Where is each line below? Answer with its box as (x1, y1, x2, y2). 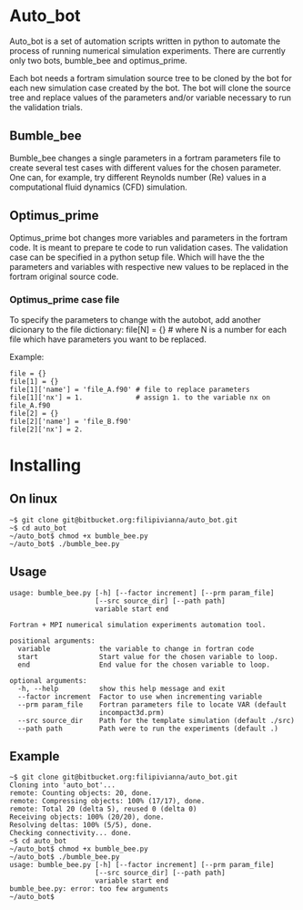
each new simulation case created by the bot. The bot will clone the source (9, 82, 291, 93)
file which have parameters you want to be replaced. (9, 334, 207, 345)
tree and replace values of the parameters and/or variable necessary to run (9, 92, 292, 103)
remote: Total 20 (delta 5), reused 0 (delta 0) (9, 804, 197, 814)
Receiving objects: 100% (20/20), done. (9, 812, 166, 822)
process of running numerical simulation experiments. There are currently (9, 45, 287, 56)
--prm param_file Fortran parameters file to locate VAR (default (17, 699, 287, 709)
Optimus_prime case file (9, 294, 120, 306)
